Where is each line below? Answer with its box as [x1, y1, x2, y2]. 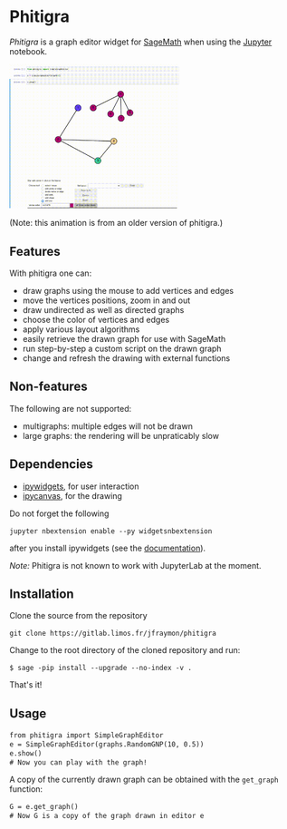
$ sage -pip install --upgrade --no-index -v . [9, 664, 193, 673]
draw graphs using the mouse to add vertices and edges [22, 286, 234, 297]
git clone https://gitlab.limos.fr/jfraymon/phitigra [9, 629, 217, 639]
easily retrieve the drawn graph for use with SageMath [22, 334, 226, 345]
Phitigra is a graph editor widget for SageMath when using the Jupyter [9, 36, 273, 47]
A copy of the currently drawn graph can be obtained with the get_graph [9, 774, 279, 785]
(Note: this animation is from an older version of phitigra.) [9, 218, 224, 229]
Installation [9, 587, 74, 602]
